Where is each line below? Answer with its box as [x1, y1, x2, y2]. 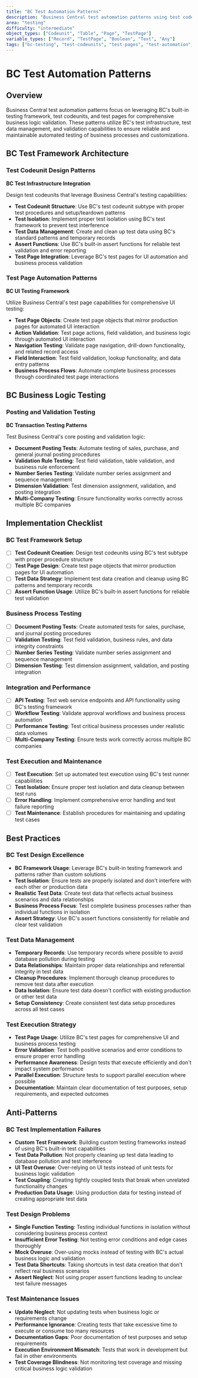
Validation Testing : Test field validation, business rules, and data [14, 636, 173, 643]
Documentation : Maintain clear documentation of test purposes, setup [14, 1084, 187, 1091]
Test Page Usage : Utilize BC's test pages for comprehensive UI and [14, 1034, 180, 1041]
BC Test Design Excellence [6, 851, 84, 859]
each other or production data [14, 883, 88, 890]
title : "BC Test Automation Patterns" [6, 8, 101, 15]
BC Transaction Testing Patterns [6, 421, 87, 429]
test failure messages [14, 1280, 67, 1287]
